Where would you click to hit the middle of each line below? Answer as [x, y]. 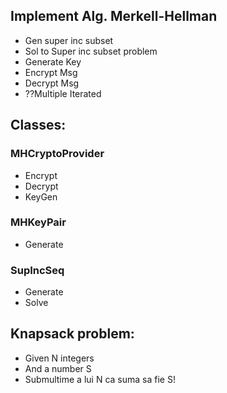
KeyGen [41, 196]
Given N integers [59, 358]
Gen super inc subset [69, 40]
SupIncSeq [37, 270]
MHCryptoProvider [57, 154]
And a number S [58, 368]
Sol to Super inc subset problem [91, 51]
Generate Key [53, 61]
